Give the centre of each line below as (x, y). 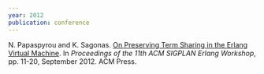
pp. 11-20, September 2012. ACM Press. (73, 61)
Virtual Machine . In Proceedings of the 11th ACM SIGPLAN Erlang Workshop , (132, 53)
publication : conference (49, 23)
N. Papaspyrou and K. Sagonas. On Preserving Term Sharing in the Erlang (128, 44)
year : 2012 (26, 15)
